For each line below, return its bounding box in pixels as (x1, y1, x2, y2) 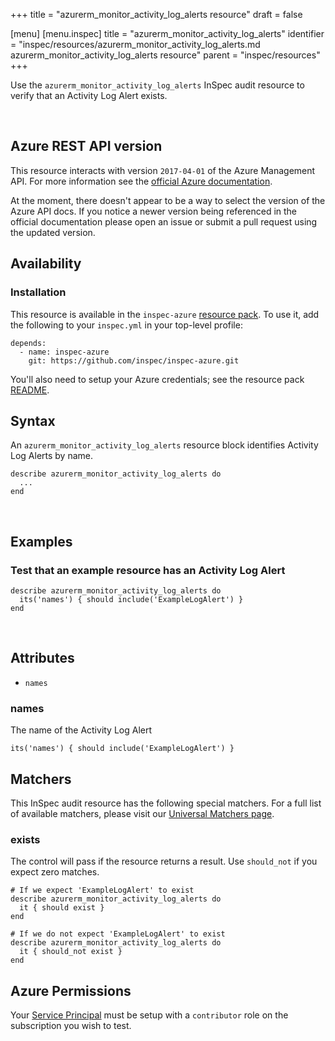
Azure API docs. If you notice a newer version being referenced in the (10, 205, 298, 217)
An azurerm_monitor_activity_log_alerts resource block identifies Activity (10, 439, 319, 451)
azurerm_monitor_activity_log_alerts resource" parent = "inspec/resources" (10, 49, 321, 61)
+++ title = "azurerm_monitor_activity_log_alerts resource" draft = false (10, 9, 303, 20)
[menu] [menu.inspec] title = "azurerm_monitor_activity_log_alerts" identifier (10, 28, 325, 39)
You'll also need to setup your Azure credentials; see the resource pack (10, 373, 305, 385)
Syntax (10, 412, 56, 429)
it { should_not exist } (19, 947, 123, 957)
